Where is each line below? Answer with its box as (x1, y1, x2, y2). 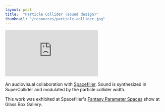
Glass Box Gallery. (5, 102, 43, 108)
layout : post (5, 7, 32, 12)
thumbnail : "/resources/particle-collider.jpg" (5, 16, 106, 21)
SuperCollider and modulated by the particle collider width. (5, 87, 126, 93)
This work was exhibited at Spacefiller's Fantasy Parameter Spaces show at (5, 96, 160, 102)
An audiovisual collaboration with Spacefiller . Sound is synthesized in (5, 81, 147, 87)
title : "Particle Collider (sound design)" (5, 12, 99, 17)
